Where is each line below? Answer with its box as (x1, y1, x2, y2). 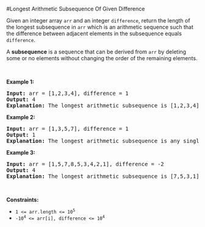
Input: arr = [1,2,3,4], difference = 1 (6, 90, 129, 97)
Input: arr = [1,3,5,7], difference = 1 (6, 125, 129, 132)
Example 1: (6, 79, 35, 85)
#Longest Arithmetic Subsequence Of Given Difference (6, 5, 145, 12)
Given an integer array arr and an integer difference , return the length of (6, 17, 190, 24)
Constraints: (6, 196, 39, 203)
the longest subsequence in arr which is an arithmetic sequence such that (6, 24, 193, 30)
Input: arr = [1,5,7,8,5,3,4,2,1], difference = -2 (6, 161, 165, 167)
